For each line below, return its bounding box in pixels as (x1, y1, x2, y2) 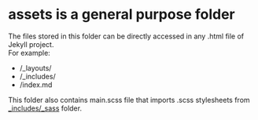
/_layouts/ (19, 63, 52, 72)
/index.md (19, 80, 53, 89)
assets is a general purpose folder (8, 5, 235, 24)
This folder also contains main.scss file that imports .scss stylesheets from (8, 95, 250, 104)
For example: (8, 48, 51, 57)
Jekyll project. (8, 39, 54, 49)
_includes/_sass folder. (8, 104, 83, 113)
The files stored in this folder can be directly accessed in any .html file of (8, 31, 245, 41)
